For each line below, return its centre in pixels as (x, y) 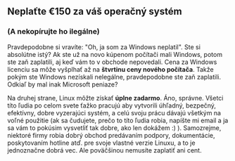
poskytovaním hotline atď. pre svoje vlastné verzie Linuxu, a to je (101, 143)
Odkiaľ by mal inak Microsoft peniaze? (63, 84)
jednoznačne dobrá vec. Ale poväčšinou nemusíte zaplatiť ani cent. (104, 150)
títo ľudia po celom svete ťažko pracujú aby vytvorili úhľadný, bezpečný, (112, 105)
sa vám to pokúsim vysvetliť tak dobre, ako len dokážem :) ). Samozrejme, (114, 128)
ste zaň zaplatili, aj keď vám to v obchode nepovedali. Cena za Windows (112, 62)
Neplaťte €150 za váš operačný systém (95, 12)
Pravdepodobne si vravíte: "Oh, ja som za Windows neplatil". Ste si (104, 47)
